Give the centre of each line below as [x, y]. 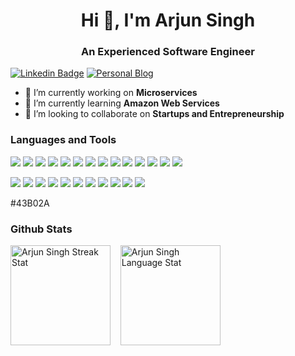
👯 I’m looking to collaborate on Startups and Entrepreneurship [154, 114]
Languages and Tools [63, 140]
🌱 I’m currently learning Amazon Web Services [122, 103]
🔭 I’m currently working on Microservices [111, 93]
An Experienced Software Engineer [168, 52]
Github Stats [41, 229]
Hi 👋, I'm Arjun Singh [168, 20]
